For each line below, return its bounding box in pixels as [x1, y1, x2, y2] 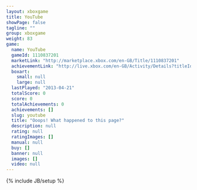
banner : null [11, 150, 43, 156]
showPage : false [6, 19, 46, 25]
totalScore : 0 [11, 90, 46, 96]
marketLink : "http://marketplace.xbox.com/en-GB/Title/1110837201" [11, 57, 180, 63]
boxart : [11, 69, 30, 74]
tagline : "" [6, 25, 35, 31]
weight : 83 [6, 36, 33, 42]
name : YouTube [11, 47, 46, 53]
